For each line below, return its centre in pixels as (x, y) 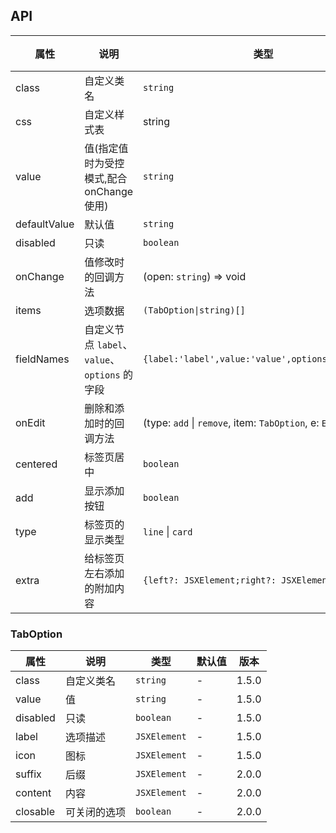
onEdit (30, 422)
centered (36, 464)
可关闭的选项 (95, 812)
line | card (168, 531)
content (33, 793)
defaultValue (45, 224)
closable (35, 812)
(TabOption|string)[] (194, 310)
